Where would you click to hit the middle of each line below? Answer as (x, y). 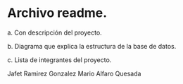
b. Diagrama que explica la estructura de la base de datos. (92, 46)
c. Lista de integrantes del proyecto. (59, 60)
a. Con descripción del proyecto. (55, 32)
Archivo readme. (57, 13)
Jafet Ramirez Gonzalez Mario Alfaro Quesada (74, 73)
